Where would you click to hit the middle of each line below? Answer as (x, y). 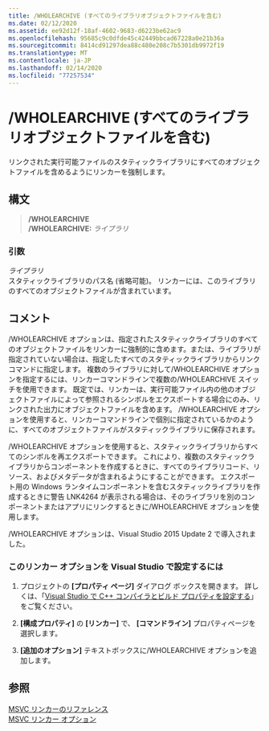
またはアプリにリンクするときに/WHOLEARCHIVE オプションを (148, 507)
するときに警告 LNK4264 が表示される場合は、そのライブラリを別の (128, 497)
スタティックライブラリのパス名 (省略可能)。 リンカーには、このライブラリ (132, 280)
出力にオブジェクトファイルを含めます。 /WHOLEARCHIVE (140, 410)
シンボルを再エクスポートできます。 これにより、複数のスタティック (135, 457)
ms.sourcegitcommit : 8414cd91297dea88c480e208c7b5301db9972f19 (116, 46)
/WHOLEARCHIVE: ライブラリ (78, 229)
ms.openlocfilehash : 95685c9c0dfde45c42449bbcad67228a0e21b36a (116, 38)
